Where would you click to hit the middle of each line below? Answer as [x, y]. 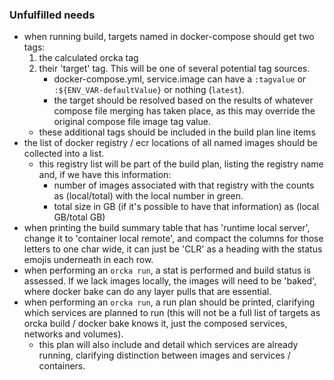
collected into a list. [64, 154]
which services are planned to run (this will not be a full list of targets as [172, 313]
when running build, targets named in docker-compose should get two [169, 37]
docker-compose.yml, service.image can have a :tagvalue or [180, 79]
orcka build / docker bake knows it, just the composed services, [155, 324]
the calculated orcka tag [88, 58]
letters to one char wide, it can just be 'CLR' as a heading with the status [173, 249]
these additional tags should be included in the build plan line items [177, 132]
